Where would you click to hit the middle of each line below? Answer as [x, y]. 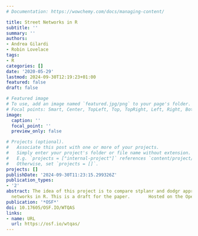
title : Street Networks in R [42, 22]
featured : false [26, 82]
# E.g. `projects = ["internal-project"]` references [76, 158]
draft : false [22, 88]
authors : [17, 39]
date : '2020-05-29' [30, 71]
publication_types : [30, 180]
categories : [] [25, 66]
